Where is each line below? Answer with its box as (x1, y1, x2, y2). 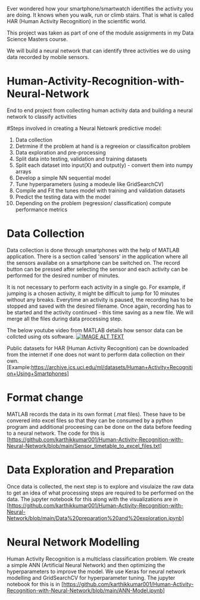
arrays (15, 168, 32, 175)
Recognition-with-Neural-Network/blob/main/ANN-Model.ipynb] (7, 587, 165, 594)
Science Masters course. (7, 36, 68, 42)
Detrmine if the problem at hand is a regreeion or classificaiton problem (15, 143, 191, 150)
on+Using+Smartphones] (7, 370, 69, 377)
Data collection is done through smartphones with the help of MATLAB (7, 246, 180, 253)
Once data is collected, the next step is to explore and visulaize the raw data (7, 483, 194, 490)
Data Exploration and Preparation (7, 463, 174, 477)
